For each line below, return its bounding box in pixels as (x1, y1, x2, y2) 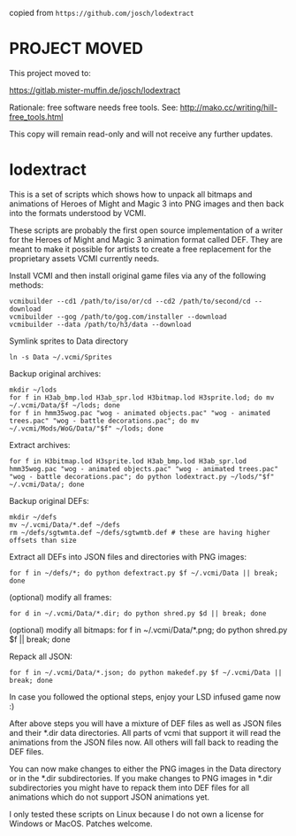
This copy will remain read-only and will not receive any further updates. (9, 128, 274, 139)
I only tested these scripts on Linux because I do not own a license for (9, 809, 264, 819)
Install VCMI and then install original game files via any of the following (9, 270, 267, 281)
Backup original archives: (9, 368, 102, 379)
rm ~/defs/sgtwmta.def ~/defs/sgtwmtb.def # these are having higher (9, 528, 271, 537)
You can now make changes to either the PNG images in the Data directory (9, 763, 282, 774)
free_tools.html (9, 111, 64, 122)
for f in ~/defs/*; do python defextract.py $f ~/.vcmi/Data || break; (9, 569, 278, 577)
